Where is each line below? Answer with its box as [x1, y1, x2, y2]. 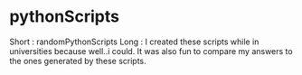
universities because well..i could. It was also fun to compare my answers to [9, 45, 293, 56]
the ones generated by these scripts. [9, 55, 146, 66]
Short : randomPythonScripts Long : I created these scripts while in [9, 36, 260, 47]
